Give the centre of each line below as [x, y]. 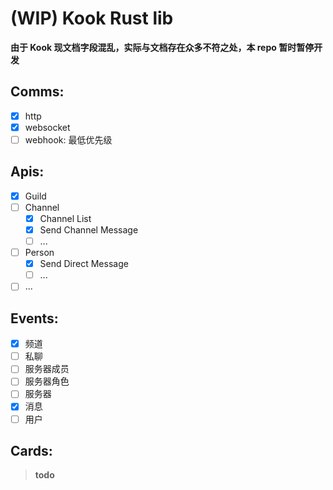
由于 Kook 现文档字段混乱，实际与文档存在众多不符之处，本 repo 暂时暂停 [162, 47]
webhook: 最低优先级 [68, 139]
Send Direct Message [84, 264]
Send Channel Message [89, 229]
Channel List [65, 218]
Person [39, 253]
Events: [34, 318]
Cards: [31, 450]
